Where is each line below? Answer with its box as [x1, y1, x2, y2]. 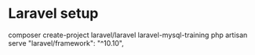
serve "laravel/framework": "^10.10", [8, 38, 124, 47]
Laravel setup [8, 5, 99, 22]
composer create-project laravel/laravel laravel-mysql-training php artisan [8, 30, 248, 40]
